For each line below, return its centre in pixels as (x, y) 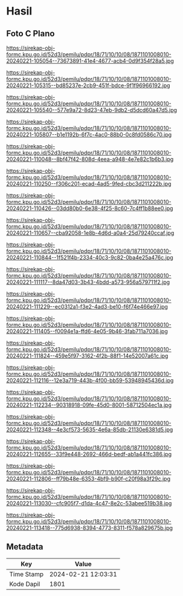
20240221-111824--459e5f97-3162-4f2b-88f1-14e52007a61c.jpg (87, 356)
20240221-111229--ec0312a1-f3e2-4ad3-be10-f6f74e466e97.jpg (87, 306)
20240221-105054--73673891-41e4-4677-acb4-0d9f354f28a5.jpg (90, 61)
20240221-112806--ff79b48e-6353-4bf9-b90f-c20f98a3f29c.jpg (88, 479)
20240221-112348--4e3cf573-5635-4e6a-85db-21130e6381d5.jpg (90, 430)
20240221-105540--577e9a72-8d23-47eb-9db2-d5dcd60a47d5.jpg (91, 110)
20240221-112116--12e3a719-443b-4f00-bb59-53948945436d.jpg (90, 380)
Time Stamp (27, 574)
